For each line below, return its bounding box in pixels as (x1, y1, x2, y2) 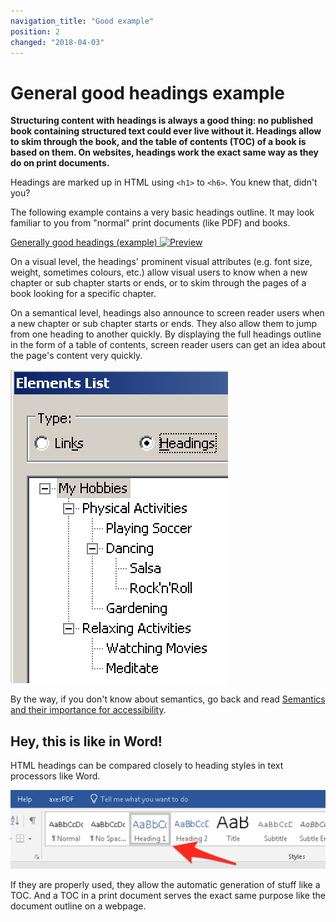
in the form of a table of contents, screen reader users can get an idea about (10, 339, 326, 351)
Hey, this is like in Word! (10, 733, 163, 750)
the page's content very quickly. (10, 350, 143, 362)
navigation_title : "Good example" (10, 16, 155, 26)
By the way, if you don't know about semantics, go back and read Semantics (10, 693, 326, 705)
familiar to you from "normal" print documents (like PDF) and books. (10, 217, 291, 229)
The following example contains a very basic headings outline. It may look (10, 206, 315, 219)
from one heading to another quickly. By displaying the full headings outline (10, 328, 322, 340)
